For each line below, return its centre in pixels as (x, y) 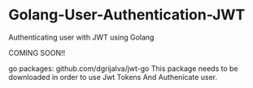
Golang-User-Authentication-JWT (127, 15)
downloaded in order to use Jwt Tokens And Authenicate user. (113, 77)
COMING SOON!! (37, 52)
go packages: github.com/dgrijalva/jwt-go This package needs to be (123, 68)
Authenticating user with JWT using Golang (81, 37)
